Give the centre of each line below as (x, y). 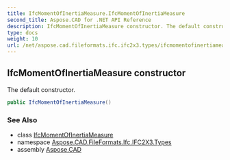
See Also (22, 119)
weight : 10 (23, 39)
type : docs (23, 33)
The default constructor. (41, 89)
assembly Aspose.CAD (49, 149)
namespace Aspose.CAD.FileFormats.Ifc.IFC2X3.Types (94, 142)
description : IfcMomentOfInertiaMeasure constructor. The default (104, 26)
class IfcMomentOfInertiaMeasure (65, 135)
